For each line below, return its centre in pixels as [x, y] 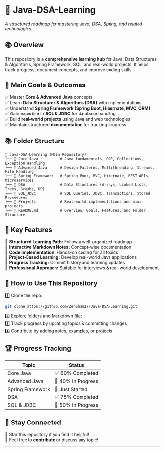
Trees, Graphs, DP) [25, 189]
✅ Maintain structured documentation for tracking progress [66, 124]
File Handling [20, 172]
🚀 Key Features [29, 230]
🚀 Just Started [71, 389]
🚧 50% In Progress [77, 405]
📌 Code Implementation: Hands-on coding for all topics [62, 252]
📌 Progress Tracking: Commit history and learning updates [65, 263]
